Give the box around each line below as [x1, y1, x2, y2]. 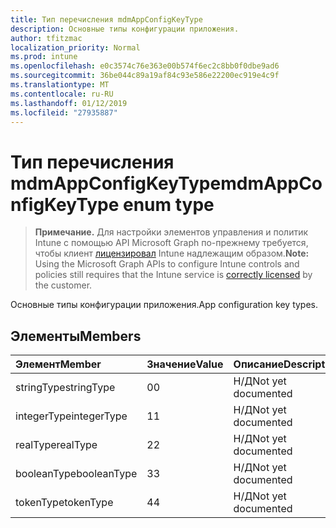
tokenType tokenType [15, 496, 114, 510]
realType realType [15, 438, 98, 452]
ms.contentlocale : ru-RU [10, 89, 114, 99]
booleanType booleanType [15, 467, 138, 481]
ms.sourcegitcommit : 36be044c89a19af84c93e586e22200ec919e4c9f [10, 71, 280, 81]
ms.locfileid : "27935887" [10, 107, 118, 118]
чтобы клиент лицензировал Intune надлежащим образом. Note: [34, 247, 310, 260]
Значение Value [146, 357, 224, 371]
